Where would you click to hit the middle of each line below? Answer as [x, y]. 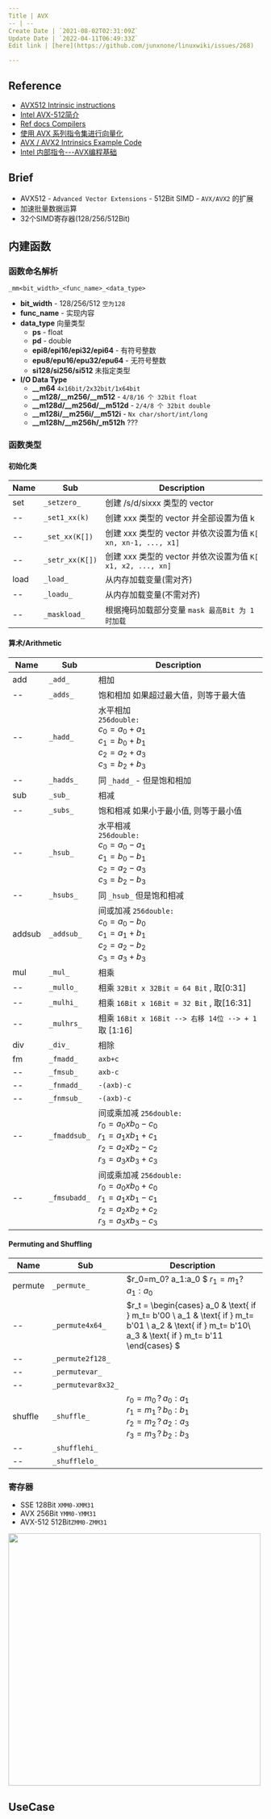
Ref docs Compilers [53, 124]
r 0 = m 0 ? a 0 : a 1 [158, 1399]
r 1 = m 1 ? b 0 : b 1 [158, 1410]
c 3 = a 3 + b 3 [122, 957]
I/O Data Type [44, 379]
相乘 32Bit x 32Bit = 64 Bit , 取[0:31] [172, 988]
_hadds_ [63, 780]
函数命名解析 [33, 271]
